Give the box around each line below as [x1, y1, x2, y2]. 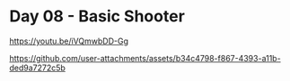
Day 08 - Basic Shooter [9, 6, 186, 27]
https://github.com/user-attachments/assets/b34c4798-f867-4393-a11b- [9, 53, 281, 63]
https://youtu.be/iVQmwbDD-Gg [9, 36, 128, 46]
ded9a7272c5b [9, 62, 66, 73]
